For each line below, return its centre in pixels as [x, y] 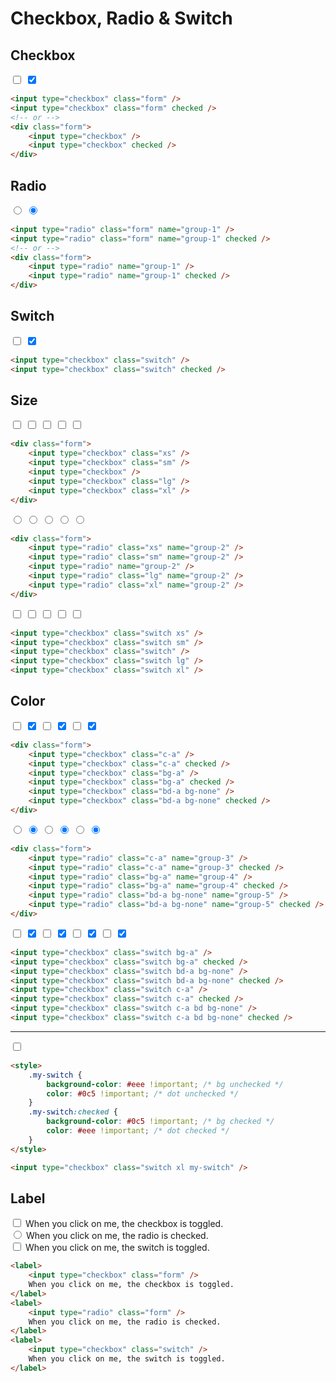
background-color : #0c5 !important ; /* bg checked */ [160, 1122]
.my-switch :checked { [73, 1112]
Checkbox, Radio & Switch [121, 18]
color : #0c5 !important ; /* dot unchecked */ [143, 1093]
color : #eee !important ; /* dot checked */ [138, 1131]
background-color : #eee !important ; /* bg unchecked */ [165, 1084]
